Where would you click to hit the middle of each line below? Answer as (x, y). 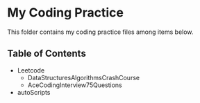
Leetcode (31, 70)
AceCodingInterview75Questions (75, 85)
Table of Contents (47, 54)
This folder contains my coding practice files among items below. (100, 32)
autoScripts (34, 92)
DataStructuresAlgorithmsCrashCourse (84, 77)
